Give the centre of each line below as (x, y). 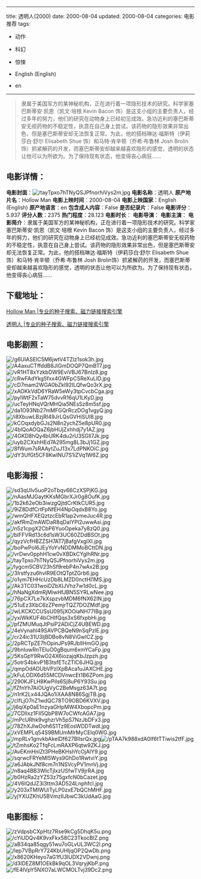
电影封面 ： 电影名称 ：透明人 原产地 (99, 192)
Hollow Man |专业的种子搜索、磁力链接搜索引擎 (64, 311)
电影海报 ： (26, 475)
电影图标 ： (26, 817)
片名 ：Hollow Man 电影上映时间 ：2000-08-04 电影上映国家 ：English (91, 200)
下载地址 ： (26, 295)
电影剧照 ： (26, 345)
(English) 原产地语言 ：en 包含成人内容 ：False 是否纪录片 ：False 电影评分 (96, 207)
